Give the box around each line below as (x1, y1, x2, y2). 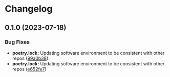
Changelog (5, 3, 53, 15)
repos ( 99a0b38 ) (12, 55, 49, 61)
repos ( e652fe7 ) (12, 66, 47, 72)
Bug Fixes (5, 38, 30, 46)
